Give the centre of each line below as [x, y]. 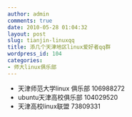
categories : [25, 61]
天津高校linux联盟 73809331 [59, 106]
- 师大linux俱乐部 [32, 67]
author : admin [29, 14]
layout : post [27, 34]
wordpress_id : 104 [35, 54]
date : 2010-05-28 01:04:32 [47, 27]
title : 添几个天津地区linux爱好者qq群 [59, 47]
